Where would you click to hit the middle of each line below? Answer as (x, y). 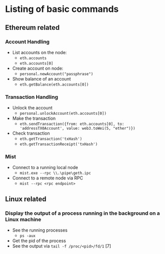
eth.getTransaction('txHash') (51, 139)
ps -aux (27, 236)
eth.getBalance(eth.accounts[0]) (54, 85)
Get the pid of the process (39, 241)
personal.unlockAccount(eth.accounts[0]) (63, 114)
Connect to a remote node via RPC (48, 178)
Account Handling (27, 42)
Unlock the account (32, 108)
